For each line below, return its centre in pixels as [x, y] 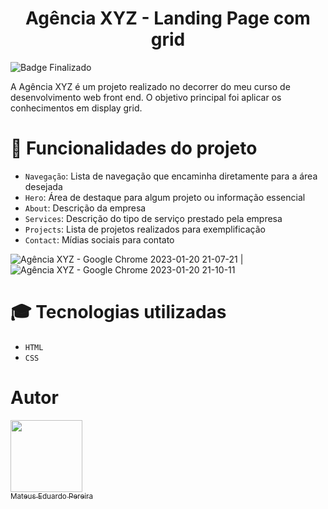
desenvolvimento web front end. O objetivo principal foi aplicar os [146, 97]
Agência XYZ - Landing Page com [168, 18]
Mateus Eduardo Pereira [51, 496]
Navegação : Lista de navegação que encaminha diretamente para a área [171, 176]
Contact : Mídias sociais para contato [99, 239]
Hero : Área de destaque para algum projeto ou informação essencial [165, 197]
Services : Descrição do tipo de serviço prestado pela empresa [153, 218]
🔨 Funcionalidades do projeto [134, 148]
